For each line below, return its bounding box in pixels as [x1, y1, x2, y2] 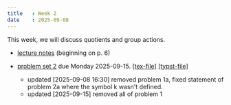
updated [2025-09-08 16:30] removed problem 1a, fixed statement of [27, 75, 224, 83]
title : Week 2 [7, 10, 57, 17]
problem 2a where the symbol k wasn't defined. [27, 82, 163, 91]
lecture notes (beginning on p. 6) [16, 49, 111, 57]
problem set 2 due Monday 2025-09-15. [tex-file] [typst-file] [16, 62, 188, 70]
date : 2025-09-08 [7, 16, 69, 23]
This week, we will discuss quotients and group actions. [7, 35, 166, 43]
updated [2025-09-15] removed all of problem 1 [27, 90, 163, 98]
